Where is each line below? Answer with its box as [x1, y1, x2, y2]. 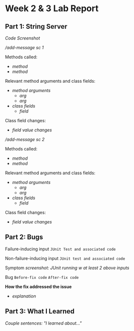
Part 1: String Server [5, 22, 67, 31]
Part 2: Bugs [5, 233, 43, 241]
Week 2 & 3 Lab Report [5, 3, 99, 14]
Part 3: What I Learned [5, 307, 75, 315]
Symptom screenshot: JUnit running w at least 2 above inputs [5, 265, 130, 271]
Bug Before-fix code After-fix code [5, 274, 79, 280]
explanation [12, 293, 37, 299]
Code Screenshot [5, 35, 40, 41]
